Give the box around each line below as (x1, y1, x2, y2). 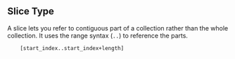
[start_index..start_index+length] (20, 44, 125, 51)
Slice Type (7, 6, 55, 17)
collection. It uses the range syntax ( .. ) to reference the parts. (7, 31, 189, 40)
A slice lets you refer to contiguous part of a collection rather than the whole (7, 24, 229, 32)
